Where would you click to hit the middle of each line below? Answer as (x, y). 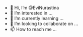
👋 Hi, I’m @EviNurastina (34, 8)
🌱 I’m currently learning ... (37, 18)
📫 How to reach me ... (33, 29)
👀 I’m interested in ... (31, 13)
